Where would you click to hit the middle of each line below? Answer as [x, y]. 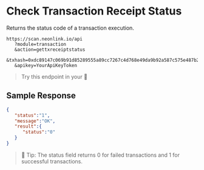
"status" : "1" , [32, 115]
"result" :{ [28, 126]
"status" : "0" [39, 132]
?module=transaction [40, 44]
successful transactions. [52, 161]
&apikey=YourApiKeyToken [46, 65]
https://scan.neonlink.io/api [45, 39]
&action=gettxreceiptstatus [50, 50]
